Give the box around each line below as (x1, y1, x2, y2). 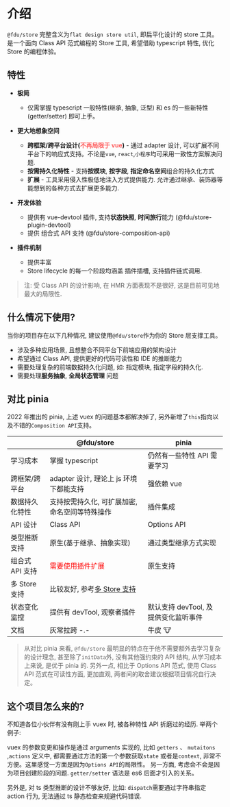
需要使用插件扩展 (49, 561, 105, 571)
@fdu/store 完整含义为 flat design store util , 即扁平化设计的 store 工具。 (7, 30, 218, 38)
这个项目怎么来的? (7, 700, 84, 712)
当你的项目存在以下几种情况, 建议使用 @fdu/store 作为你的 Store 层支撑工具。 (7, 331, 222, 339)
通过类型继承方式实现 (147, 538, 217, 548)
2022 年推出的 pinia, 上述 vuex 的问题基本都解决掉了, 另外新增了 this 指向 (7, 412, 213, 421)
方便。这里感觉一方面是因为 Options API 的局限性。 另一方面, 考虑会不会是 (7, 760, 214, 769)
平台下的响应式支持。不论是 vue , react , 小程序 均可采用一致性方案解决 (27, 149, 217, 158)
